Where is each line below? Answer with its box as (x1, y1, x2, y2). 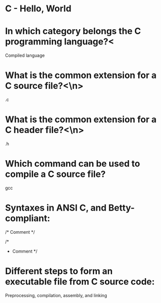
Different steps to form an (5, 265, 113, 277)
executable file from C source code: (5, 276, 155, 287)
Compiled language (5, 52, 45, 58)
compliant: (5, 213, 50, 224)
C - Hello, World (5, 3, 72, 14)
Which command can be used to (5, 158, 140, 170)
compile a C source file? (5, 169, 106, 180)
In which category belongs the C (5, 26, 141, 37)
